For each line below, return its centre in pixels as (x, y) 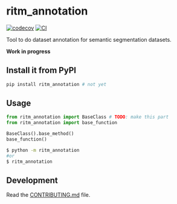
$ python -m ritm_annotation (43, 150)
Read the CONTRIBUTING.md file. (48, 195)
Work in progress (28, 51)
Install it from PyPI (41, 71)
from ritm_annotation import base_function (62, 123)
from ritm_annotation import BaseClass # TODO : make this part (88, 117)
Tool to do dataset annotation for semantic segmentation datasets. (89, 39)
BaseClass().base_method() (40, 134)
